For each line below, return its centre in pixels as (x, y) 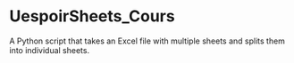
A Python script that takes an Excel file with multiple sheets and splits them (147, 41)
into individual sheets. (50, 50)
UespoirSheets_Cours (92, 16)
